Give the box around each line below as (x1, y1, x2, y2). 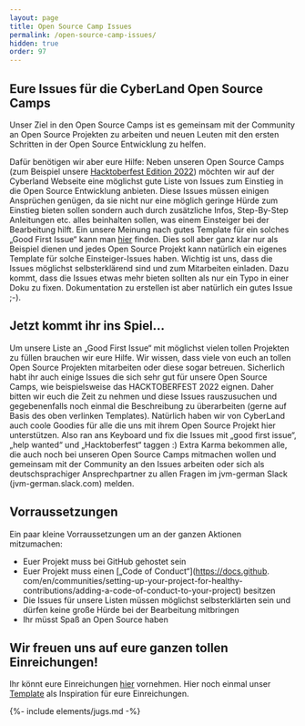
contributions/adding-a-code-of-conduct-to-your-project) (22, 585, 242, 596)
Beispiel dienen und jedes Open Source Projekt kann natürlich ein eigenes (9, 243, 287, 254)
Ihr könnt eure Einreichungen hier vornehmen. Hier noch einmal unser (9, 679, 271, 690)
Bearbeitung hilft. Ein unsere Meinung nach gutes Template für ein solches (9, 224, 290, 235)
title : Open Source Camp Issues (9, 22, 132, 31)
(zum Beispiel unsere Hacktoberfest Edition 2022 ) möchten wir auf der (9, 166, 275, 177)
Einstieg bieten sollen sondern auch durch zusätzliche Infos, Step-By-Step (9, 204, 289, 215)
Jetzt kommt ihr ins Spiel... (9, 318, 166, 333)
